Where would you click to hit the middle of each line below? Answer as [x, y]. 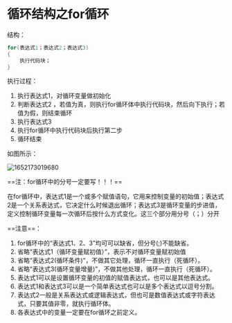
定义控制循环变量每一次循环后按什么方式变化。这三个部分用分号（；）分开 [113, 214]
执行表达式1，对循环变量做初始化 [64, 96]
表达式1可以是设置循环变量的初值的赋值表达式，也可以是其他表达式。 [116, 278]
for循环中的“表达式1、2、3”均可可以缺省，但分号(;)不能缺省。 [105, 243]
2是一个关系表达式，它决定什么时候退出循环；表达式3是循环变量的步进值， [114, 205]
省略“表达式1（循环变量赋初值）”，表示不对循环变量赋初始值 [101, 252]
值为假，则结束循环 [45, 113]
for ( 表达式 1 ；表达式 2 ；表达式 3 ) [48, 48]
